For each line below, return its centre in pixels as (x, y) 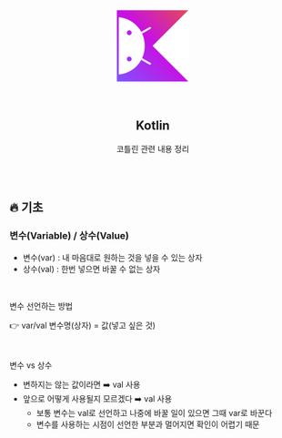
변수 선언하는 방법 (41, 306)
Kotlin (153, 126)
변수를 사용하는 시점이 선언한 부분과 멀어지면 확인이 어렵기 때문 (148, 424)
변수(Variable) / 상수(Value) (69, 236)
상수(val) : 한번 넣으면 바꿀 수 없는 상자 (91, 269)
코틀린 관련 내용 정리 (153, 148)
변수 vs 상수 (31, 365)
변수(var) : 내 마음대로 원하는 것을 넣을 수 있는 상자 (112, 257)
